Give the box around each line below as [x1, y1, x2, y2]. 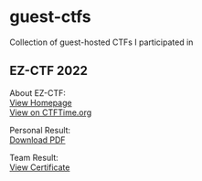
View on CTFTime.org [9, 107, 92, 118]
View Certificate [9, 162, 70, 173]
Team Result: [9, 152, 59, 163]
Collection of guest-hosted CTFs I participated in [9, 37, 194, 48]
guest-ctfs [9, 6, 91, 27]
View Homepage [9, 97, 72, 108]
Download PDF [9, 134, 66, 145]
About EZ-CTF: [9, 87, 67, 98]
